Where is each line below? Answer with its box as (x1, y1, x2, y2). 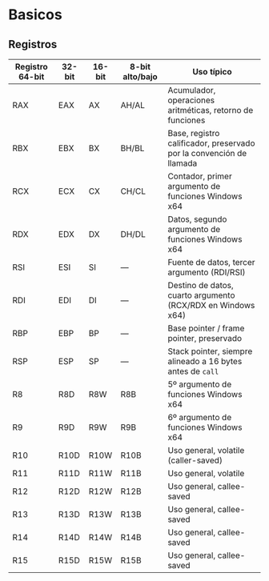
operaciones (167, 94, 215, 106)
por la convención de (167, 148, 247, 158)
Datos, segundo (167, 214, 227, 225)
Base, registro (167, 128, 220, 138)
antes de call (167, 366, 219, 377)
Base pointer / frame (167, 323, 245, 334)
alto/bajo (122, 71, 158, 82)
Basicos (8, 6, 62, 24)
